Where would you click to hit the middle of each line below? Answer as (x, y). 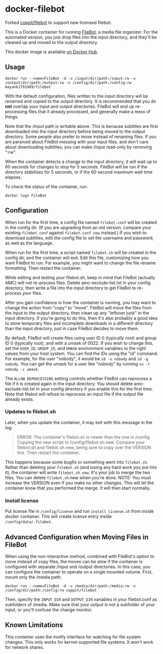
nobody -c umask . (22, 369)
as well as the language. (29, 243)
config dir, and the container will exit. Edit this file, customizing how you (77, 258)
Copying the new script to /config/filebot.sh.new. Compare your (81, 442)
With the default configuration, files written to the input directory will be (77, 96)
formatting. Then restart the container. (43, 268)
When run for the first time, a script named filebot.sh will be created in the (81, 252)
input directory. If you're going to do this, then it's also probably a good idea (81, 318)
